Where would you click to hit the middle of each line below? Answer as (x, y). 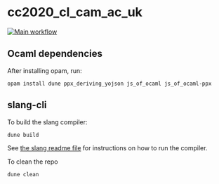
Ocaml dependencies (55, 54)
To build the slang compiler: (47, 122)
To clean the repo (33, 162)
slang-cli (27, 105)
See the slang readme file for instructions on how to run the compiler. (107, 147)
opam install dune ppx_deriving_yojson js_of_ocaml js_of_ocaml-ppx (109, 84)
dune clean (23, 174)
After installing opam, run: (45, 70)
